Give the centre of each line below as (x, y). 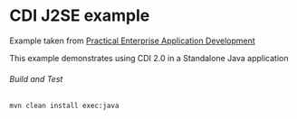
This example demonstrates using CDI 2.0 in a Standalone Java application (149, 58)
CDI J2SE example (80, 16)
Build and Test (36, 78)
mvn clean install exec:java (64, 106)
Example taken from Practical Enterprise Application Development (132, 41)
